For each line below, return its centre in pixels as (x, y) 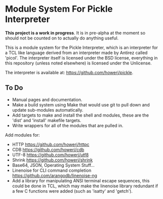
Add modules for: (22, 135)
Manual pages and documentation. (47, 99)
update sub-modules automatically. (48, 110)
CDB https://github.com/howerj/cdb (48, 149)
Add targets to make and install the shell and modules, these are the (80, 115)
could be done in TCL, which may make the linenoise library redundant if (85, 186)
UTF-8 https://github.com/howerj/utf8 (50, 155)
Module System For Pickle (59, 9)
